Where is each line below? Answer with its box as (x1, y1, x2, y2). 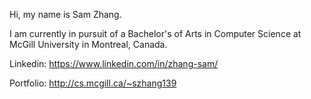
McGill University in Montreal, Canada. (9, 39, 168, 50)
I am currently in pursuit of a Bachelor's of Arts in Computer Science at (9, 28, 302, 39)
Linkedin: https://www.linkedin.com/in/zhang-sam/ (9, 58, 219, 69)
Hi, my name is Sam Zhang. (9, 9, 122, 20)
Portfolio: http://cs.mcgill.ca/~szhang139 (9, 77, 177, 89)
